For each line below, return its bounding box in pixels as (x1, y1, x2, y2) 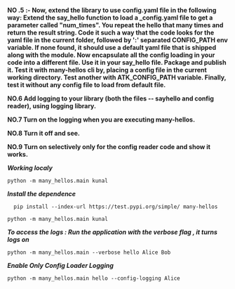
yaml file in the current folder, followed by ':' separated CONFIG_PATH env (7, 36, 228, 44)
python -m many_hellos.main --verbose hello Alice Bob (7, 249, 171, 256)
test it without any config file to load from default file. (7, 81, 166, 89)
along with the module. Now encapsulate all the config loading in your (7, 51, 215, 59)
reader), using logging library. (7, 102, 97, 110)
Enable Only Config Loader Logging (7, 262, 114, 269)
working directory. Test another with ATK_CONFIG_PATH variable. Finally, (7, 73, 227, 82)
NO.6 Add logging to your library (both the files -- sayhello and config (7, 94, 214, 103)
